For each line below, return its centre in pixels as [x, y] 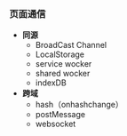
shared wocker [63, 74]
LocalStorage [60, 54]
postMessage [60, 115]
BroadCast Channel [71, 45]
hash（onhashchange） [79, 105]
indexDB [51, 83]
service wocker [63, 64]
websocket [56, 124]
